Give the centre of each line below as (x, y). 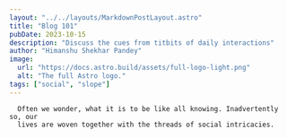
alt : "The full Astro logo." (72, 76)
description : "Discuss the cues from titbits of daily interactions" (142, 43)
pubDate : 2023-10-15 (48, 34)
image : (22, 59)
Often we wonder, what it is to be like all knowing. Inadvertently (148, 108)
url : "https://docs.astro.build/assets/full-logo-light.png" (134, 68)
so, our (24, 116)
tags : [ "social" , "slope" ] (60, 84)
